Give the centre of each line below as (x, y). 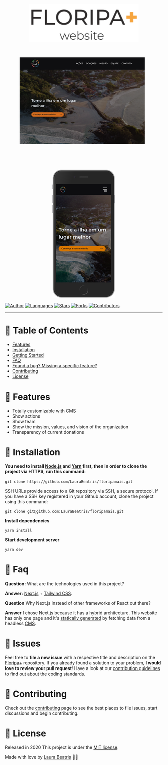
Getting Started (28, 355)
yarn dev (14, 549)
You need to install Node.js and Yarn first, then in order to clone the (76, 466)
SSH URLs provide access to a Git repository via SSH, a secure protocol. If (82, 491)
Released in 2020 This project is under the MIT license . (62, 747)
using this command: (27, 501)
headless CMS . (21, 623)
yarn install (19, 530)
